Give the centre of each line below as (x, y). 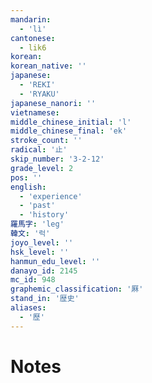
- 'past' (37, 206)
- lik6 (33, 47)
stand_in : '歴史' (45, 299)
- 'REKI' (37, 85)
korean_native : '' (48, 66)
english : (28, 187)
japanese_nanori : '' (53, 103)
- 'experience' (51, 196)
